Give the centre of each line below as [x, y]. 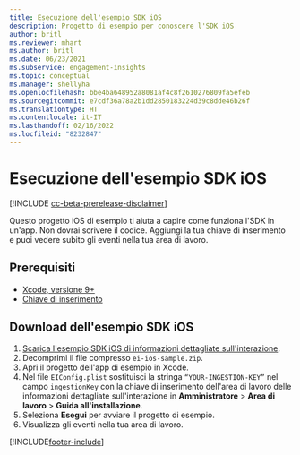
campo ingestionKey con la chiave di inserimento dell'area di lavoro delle [157, 387]
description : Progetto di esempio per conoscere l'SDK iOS [122, 26]
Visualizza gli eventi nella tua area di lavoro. [103, 425]
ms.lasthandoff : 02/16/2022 [62, 126]
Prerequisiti [43, 268]
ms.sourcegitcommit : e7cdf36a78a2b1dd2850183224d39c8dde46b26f [130, 101]
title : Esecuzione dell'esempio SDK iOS [86, 17]
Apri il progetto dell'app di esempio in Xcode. [106, 367]
